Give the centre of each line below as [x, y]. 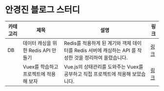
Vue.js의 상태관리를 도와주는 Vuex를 [103, 67]
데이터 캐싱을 [37, 43]
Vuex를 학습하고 [41, 67]
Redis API [40, 50]
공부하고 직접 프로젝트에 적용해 [97, 74]
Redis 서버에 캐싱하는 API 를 [105, 50]
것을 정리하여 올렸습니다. [101, 58]
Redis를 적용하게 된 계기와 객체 [98, 43]
